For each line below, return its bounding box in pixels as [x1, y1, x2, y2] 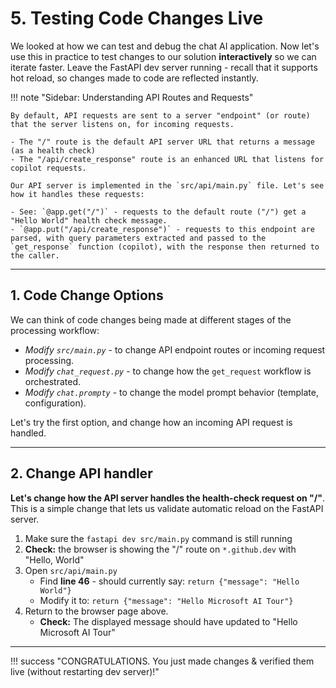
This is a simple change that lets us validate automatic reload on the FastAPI [10, 502, 324, 514]
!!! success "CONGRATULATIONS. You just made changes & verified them [10, 655, 315, 667]
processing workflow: [10, 324, 100, 336]
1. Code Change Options [10, 287, 164, 304]
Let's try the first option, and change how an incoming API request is [10, 416, 293, 428]
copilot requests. [10, 163, 87, 173]
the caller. [10, 250, 60, 261]
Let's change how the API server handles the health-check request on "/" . [10, 492, 326, 504]
